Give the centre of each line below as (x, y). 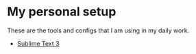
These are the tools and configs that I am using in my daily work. (98, 30)
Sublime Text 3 (38, 43)
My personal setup (62, 12)
